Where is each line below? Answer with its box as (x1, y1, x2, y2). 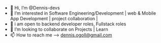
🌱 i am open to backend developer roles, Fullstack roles (10, 21, 126, 27)
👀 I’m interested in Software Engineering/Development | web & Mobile (10, 10, 156, 16)
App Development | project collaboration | (10, 16, 98, 21)
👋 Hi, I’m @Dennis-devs (10, 5, 60, 11)
